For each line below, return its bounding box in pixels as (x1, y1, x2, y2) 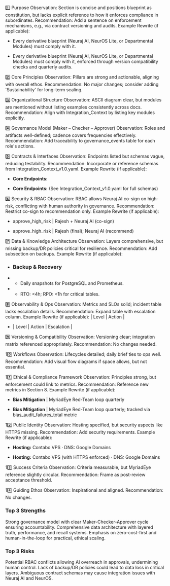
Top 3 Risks (5, 547, 35, 555)
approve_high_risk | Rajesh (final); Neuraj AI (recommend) (12, 228, 134, 234)
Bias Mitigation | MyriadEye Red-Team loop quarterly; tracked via (12, 407, 151, 413)
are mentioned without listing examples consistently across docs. (5, 104, 142, 110)
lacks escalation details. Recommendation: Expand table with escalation (5, 309, 156, 315)
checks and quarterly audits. (12, 64, 73, 70)
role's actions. (5, 143, 35, 149)
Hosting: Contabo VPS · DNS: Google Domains (12, 445, 111, 451)
